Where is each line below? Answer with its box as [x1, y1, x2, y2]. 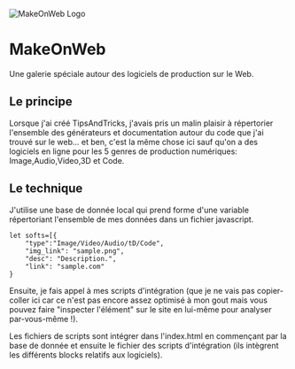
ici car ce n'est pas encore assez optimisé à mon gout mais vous [31, 295, 268, 305]
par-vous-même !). [9, 313, 78, 324]
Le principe [9, 94, 73, 110]
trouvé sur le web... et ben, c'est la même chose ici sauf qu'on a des [9, 136, 259, 147]
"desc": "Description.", [25, 254, 117, 263]
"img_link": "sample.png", [25, 246, 125, 256]
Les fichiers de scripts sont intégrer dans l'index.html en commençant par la [9, 330, 287, 341]
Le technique [9, 181, 83, 196]
